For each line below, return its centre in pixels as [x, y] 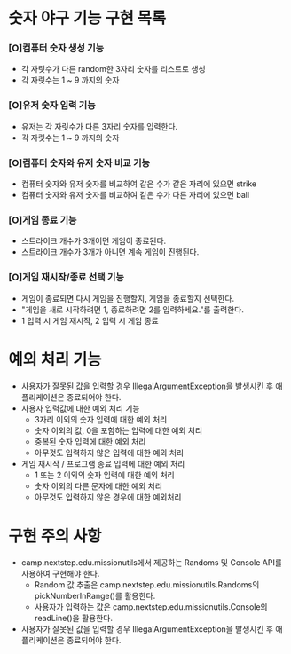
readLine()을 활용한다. [73, 618]
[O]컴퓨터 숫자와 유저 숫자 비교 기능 [79, 162]
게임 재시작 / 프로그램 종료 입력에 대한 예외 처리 [103, 463]
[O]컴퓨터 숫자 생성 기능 [56, 48]
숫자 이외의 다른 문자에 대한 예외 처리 [98, 485]
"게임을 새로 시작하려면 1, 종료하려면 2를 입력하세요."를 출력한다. [133, 309]
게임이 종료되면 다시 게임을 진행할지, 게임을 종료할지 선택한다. [128, 298]
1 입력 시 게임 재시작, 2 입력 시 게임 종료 [90, 320]
